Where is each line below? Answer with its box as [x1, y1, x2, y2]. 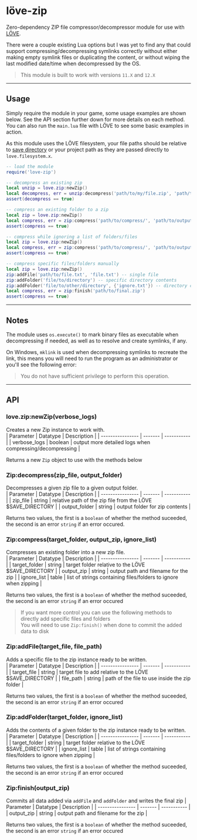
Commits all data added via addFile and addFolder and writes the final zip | [6, 797, 186, 804]
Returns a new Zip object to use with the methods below [6, 456, 142, 463]
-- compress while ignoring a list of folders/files [6, 234, 138, 239]
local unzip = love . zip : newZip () [6, 185, 88, 191]
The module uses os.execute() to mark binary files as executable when [6, 331, 179, 338]
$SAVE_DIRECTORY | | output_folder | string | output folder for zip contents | [6, 503, 191, 510]
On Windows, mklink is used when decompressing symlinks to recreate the [6, 348, 188, 355]
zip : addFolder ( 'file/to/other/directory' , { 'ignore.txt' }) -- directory [6, 282, 188, 289]
